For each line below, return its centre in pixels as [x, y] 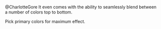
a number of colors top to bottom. [39, 12]
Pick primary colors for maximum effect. [45, 22]
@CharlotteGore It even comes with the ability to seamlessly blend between [81, 7]
